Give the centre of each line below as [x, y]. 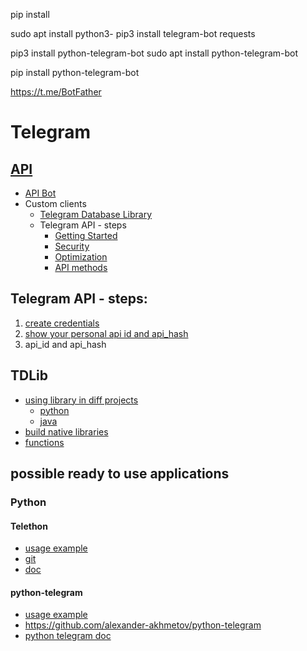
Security [72, 246]
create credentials [62, 323]
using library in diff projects [81, 400]
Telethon [29, 526]
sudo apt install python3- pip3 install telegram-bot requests [133, 33]
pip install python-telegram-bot [75, 72]
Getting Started [86, 235]
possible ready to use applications [120, 474]
